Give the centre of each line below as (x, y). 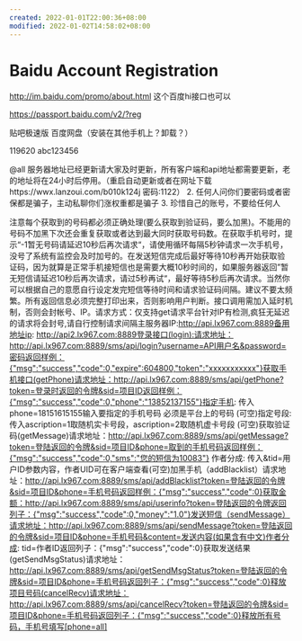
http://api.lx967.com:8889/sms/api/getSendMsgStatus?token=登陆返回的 (145, 571)
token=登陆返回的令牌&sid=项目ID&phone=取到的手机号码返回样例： (136, 447)
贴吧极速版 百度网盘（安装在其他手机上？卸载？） (101, 133)
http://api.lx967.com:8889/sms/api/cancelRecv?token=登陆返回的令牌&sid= (149, 604)
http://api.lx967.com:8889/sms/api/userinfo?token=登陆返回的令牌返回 (156, 503)
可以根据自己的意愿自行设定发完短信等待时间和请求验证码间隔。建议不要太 (147, 289)
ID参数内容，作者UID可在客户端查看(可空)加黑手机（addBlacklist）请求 (147, 469)
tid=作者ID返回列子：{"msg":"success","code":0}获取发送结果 (136, 548)
